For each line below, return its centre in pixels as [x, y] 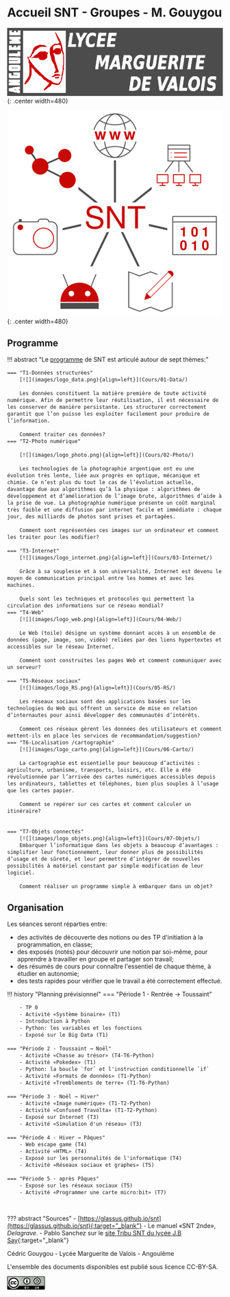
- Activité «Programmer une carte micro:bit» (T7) [93, 1193]
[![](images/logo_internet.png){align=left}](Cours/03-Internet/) [116, 558]
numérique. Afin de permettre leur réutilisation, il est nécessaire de [113, 401]
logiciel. [21, 873]
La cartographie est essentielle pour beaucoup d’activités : [110, 764]
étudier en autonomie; [48, 974]
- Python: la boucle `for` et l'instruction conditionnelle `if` [115, 1070]
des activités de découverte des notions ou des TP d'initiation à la [110, 937]
